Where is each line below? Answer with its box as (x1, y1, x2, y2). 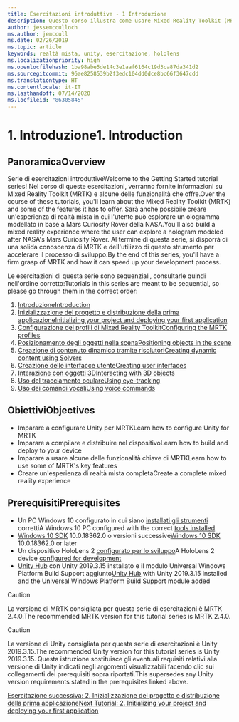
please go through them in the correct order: (7, 287, 138, 295)
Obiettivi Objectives (7, 404, 95, 417)
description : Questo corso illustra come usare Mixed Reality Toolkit (7, 17, 221, 24)
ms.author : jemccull (7, 30, 69, 38)
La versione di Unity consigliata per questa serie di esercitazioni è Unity (7, 639, 218, 648)
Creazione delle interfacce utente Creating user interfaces (17, 361, 187, 369)
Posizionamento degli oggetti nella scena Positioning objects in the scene (17, 339, 232, 346)
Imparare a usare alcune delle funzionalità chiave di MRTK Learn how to (17, 453, 227, 462)
